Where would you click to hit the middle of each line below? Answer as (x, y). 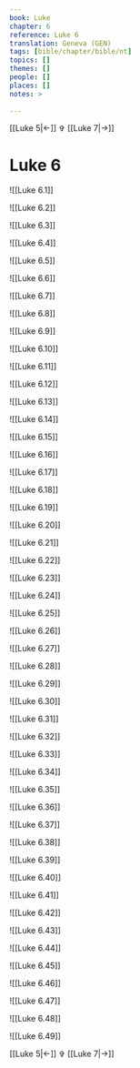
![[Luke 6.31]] (34, 719)
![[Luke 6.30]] (35, 701)
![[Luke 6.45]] (35, 966)
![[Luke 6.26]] (35, 631)
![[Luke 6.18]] (34, 490)
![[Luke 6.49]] (35, 1036)
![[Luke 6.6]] (33, 278)
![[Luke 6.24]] (35, 596)
